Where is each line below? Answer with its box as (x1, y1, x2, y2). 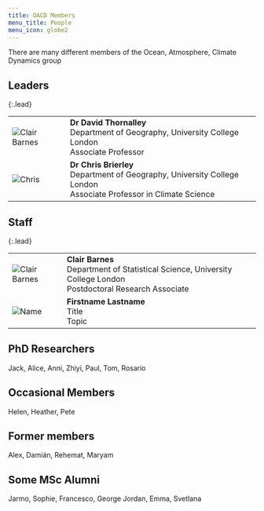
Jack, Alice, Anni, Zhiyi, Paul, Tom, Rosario (8, 363, 146, 373)
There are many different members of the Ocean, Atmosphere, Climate (8, 48, 237, 57)
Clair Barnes (66, 254, 114, 265)
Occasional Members (8, 386, 115, 400)
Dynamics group (8, 56, 61, 65)
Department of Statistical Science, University (66, 264, 233, 275)
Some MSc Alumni (8, 473, 101, 487)
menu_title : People (8, 19, 72, 27)
